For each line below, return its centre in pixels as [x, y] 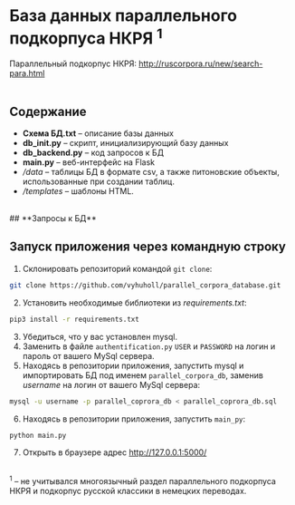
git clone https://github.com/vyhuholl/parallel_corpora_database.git [145, 285]
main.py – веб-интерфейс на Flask [89, 162]
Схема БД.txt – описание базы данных [98, 133]
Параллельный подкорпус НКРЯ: [73, 63]
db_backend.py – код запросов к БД [93, 153]
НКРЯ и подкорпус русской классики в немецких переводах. [128, 491]
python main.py [38, 435]
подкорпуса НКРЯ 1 [86, 37]
